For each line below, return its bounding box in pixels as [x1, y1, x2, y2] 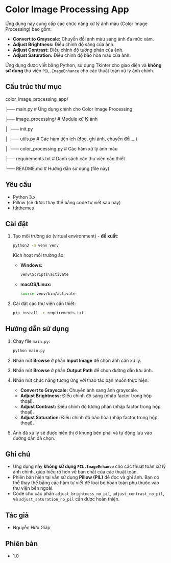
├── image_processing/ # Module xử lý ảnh [5, 116, 98, 122]
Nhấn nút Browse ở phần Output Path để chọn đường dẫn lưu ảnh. [12, 367, 153, 373]
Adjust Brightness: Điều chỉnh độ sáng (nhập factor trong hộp [20, 393, 152, 399]
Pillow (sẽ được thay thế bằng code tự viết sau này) [12, 199, 121, 205]
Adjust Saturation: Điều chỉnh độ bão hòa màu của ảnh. [12, 52, 131, 58]
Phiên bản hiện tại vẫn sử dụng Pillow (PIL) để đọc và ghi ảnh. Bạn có [12, 474, 159, 481]
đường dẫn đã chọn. [12, 435, 55, 441]
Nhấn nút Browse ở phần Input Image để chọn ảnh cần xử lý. [12, 357, 141, 363]
